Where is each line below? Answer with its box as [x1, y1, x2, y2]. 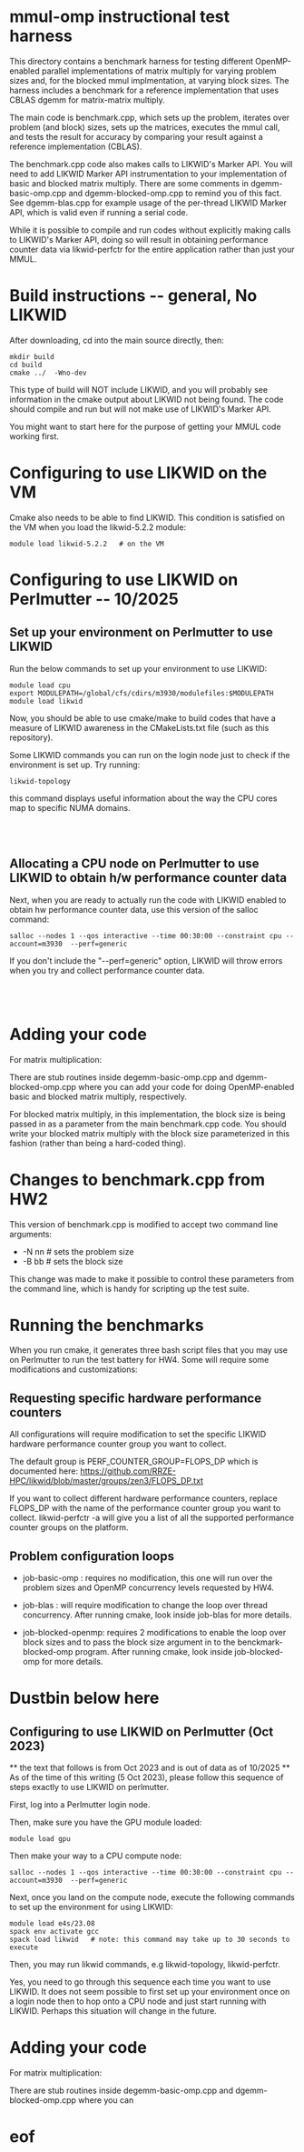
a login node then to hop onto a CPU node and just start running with [9, 1996, 267, 2007]
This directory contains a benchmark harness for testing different [9, 55, 254, 66]
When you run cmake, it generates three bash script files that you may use [9, 1345, 289, 1356]
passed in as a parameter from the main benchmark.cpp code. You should [9, 1118, 288, 1129]
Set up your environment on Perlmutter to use [9, 625, 274, 640]
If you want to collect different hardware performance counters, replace [9, 1493, 279, 1504]
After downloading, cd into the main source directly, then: [9, 335, 224, 345]
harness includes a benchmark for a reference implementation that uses [9, 85, 279, 95]
